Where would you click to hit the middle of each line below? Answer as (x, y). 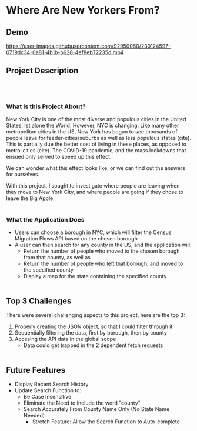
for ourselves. (23, 175)
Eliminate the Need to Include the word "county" (82, 403)
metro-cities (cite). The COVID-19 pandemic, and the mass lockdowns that (96, 151)
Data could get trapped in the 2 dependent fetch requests (93, 345)
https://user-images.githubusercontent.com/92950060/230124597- (89, 46)
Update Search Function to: (48, 390)
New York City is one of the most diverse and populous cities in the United (96, 119)
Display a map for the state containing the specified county (95, 276)
